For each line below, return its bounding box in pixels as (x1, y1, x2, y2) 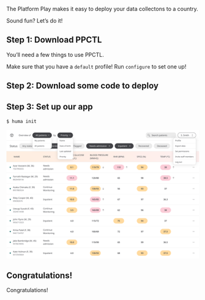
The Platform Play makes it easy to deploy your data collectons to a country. (6, 6, 199, 12)
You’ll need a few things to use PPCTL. (6, 51, 104, 58)
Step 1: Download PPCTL (6, 35, 102, 45)
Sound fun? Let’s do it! (6, 17, 63, 24)
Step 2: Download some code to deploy (6, 81, 159, 91)
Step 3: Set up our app (6, 101, 93, 112)
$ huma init (6, 119, 37, 125)
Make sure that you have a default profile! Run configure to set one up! (6, 62, 187, 70)
